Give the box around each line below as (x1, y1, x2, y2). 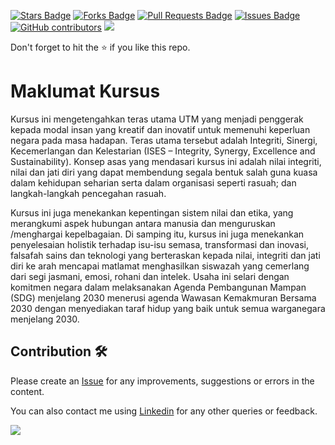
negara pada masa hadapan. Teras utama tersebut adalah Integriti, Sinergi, (10, 134, 318, 146)
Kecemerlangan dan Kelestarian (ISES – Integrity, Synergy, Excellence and (10, 145, 316, 157)
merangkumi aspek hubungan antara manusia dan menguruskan (10, 217, 276, 229)
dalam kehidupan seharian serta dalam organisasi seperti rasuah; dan (10, 176, 297, 189)
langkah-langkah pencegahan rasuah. (10, 187, 167, 199)
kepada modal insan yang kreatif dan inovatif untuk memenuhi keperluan (10, 123, 311, 135)
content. (10, 385, 45, 397)
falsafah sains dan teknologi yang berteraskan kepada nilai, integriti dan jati (10, 249, 321, 261)
